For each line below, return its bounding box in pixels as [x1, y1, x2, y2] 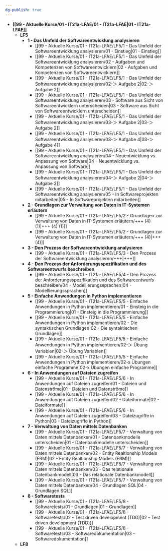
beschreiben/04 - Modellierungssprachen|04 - [35, 282, 132, 288]
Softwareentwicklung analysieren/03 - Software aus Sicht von [35, 97, 163, 103]
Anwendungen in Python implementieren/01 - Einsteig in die [35, 303, 159, 310]
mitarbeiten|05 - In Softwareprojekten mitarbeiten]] [35, 196, 141, 202]
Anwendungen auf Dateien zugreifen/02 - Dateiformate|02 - [35, 396, 159, 402]
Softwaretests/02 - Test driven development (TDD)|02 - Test [35, 514, 160, 520]
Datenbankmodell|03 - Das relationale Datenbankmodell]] [35, 471, 154, 477]
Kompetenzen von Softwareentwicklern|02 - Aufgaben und [35, 64, 157, 70]
